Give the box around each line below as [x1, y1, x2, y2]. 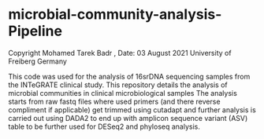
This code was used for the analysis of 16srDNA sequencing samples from [8, 71, 251, 81]
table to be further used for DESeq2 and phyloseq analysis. [8, 122, 201, 131]
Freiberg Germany [8, 57, 67, 66]
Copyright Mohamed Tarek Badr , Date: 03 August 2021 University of [8, 48, 232, 57]
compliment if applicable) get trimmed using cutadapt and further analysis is [8, 104, 256, 115]
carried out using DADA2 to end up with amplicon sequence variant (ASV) [8, 113, 248, 123]
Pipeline [8, 22, 63, 40]
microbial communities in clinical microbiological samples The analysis [8, 88, 238, 97]
